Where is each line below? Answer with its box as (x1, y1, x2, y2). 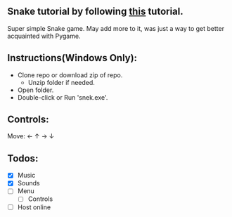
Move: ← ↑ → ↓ (7, 132, 55, 140)
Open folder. (17, 86, 54, 94)
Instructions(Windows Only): (7, 52, 138, 64)
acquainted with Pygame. (7, 32, 81, 40)
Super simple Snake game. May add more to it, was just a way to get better (7, 24, 225, 32)
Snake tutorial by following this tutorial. (7, 6, 184, 18)
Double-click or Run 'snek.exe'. (17, 93, 108, 101)
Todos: (7, 152, 39, 164)
